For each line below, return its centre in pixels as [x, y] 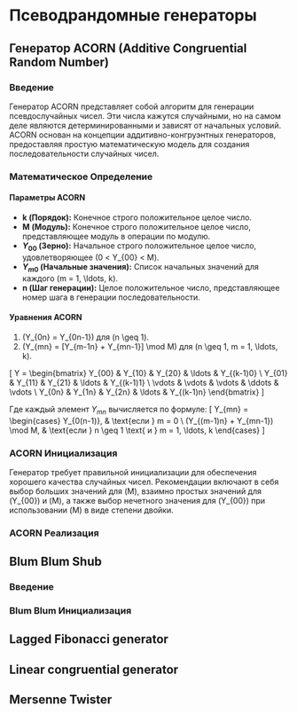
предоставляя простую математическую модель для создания [129, 144]
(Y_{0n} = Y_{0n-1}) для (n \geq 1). [85, 337]
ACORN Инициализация [63, 453]
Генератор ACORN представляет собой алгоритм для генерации [132, 106]
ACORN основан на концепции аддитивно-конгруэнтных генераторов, [143, 135]
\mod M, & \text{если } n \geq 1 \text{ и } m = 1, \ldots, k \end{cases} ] [137, 430]
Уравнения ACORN [46, 317]
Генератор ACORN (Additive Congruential [128, 48]
